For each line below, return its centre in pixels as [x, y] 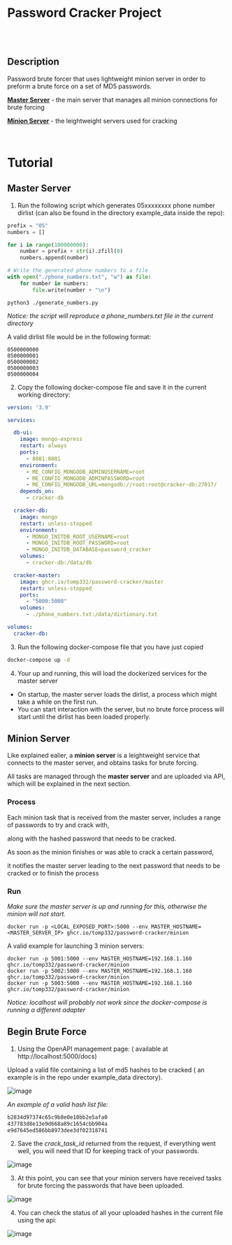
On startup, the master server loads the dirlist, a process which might [117, 694]
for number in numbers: [55, 283]
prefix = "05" [28, 226]
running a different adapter [46, 1010]
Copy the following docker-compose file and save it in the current [112, 387]
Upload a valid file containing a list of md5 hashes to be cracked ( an [106, 1070]
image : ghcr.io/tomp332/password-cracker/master [92, 582]
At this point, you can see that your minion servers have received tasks [119, 1178]
